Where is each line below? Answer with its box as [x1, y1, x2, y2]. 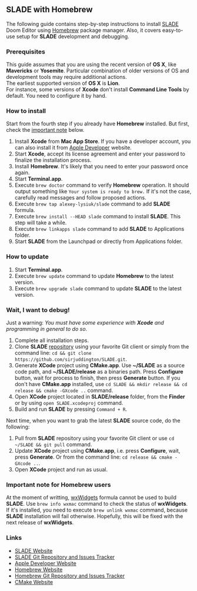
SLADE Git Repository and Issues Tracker [14, 553, 115, 560]
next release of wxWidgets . [6, 519, 74, 526]
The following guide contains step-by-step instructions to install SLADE [6, 20, 179, 27]
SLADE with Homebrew [6, 5, 93, 15]
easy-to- [162, 26, 183, 34]
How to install [6, 107, 46, 115]
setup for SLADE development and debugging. [16, 32, 129, 40]
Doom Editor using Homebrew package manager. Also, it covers [6, 26, 161, 34]
